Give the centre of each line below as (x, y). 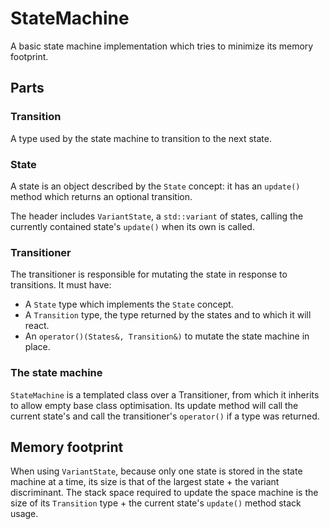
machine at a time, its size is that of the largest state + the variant (145, 482)
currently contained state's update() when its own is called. (132, 226)
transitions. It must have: (61, 285)
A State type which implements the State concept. (129, 304)
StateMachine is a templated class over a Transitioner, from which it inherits (165, 394)
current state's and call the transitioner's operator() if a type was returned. (165, 416)
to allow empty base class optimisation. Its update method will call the (154, 405)
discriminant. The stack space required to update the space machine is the (164, 493)
